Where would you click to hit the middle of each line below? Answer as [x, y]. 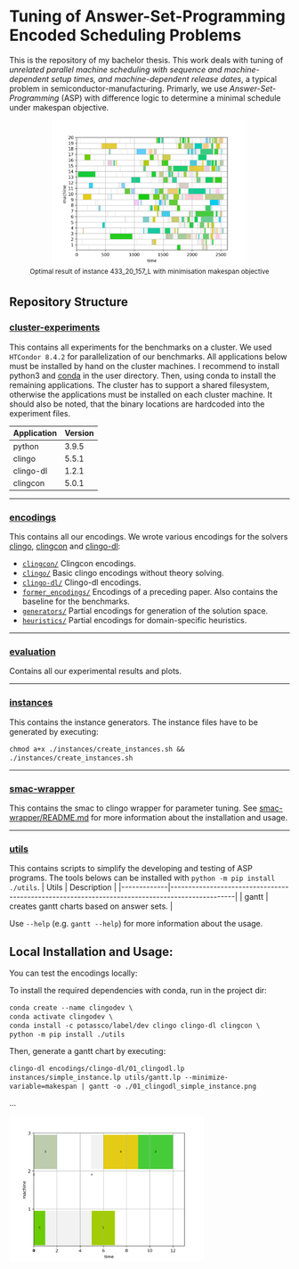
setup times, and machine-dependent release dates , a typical [164, 78]
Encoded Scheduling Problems [125, 35]
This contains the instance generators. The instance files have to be [133, 722]
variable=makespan [43, 1087]
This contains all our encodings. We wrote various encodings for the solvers [149, 537]
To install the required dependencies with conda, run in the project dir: [138, 991]
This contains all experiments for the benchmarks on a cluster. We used [141, 347]
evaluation [32, 651]
